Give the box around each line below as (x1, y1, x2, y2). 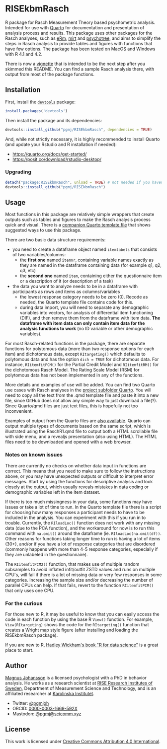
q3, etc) (19, 268, 36, 274)
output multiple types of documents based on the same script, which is (5, 423, 151, 429)
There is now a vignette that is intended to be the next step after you (5, 61, 146, 67)
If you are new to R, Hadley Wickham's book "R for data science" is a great (5, 642, 159, 648)
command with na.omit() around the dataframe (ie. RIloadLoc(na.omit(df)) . (5, 530, 162, 536)
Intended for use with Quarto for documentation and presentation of (5, 24, 145, 30)
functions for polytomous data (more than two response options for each (5, 346, 155, 352)
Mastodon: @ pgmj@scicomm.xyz (12, 711, 82, 717)
